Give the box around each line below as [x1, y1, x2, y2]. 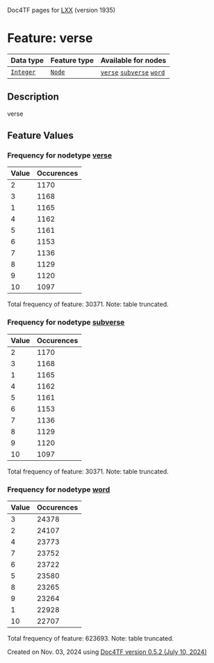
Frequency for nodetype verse [7, 151, 113, 160]
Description [7, 91, 59, 103]
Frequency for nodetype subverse [7, 317, 125, 327]
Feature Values [7, 130, 74, 142]
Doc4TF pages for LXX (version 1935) [7, 6, 116, 14]
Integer [10, 68, 36, 76]
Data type [10, 55, 44, 65]
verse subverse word [100, 68, 165, 76]
